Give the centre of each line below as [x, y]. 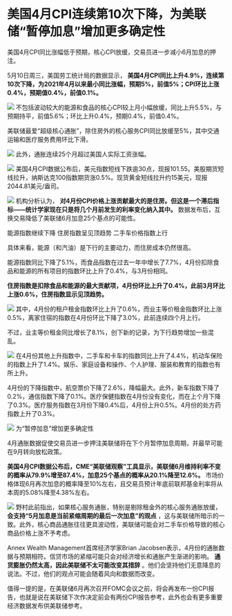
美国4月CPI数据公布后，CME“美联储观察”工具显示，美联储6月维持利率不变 [114, 466]
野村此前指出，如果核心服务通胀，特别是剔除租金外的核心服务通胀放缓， [118, 507]
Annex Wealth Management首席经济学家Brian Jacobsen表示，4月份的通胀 [113, 547]
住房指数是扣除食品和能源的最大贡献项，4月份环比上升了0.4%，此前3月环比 [116, 285]
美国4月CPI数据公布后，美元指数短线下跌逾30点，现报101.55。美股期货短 [120, 169]
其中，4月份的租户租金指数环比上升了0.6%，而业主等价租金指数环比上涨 [119, 309]
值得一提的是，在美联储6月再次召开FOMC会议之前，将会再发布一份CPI [108, 588]
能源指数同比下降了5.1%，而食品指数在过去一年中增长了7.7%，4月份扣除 [110, 262]
